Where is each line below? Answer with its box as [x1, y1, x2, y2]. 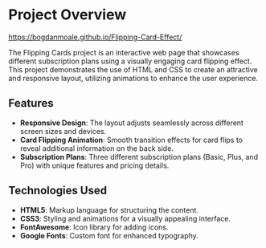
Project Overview [8, 6, 127, 24]
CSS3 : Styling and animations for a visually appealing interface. [19, 213, 231, 223]
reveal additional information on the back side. [19, 143, 174, 153]
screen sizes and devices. [19, 126, 107, 136]
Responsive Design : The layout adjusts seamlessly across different [19, 118, 243, 128]
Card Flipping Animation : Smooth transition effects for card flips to [19, 135, 243, 144]
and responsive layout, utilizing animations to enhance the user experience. [8, 73, 259, 83]
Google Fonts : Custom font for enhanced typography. [19, 230, 198, 240]
